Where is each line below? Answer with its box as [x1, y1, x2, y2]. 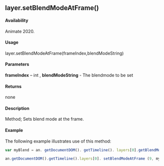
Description [5, 105, 30, 111]
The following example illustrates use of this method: [5, 138, 111, 144]
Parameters [5, 61, 29, 67]
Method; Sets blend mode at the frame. [5, 116, 84, 122]
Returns [5, 83, 22, 89]
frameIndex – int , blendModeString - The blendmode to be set [5, 73, 133, 78]
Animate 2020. [5, 28, 35, 34]
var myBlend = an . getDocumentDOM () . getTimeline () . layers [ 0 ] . [5, 148, 139, 152]
